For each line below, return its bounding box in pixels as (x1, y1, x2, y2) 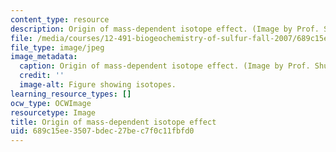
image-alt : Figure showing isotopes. (19, 80, 177, 90)
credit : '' (19, 71, 65, 81)
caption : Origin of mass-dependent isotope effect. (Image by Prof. (19, 61, 311, 71)
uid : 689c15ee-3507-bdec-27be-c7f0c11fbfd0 (10, 126, 195, 136)
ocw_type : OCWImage (10, 98, 92, 108)
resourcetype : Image (10, 107, 97, 118)
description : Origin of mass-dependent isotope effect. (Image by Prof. (10, 24, 320, 34)
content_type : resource (10, 14, 110, 25)
